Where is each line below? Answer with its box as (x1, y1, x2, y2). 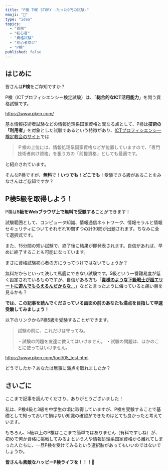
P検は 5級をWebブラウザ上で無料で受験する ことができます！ (5, 209, 130, 215)
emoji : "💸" (5, 12, 28, 17)
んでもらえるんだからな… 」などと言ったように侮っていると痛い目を (22, 283, 163, 289)
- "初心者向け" (10, 40, 38, 45)
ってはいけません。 (31, 345, 70, 351)
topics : (5, 21, 22, 27)
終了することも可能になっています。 (14, 249, 88, 255)
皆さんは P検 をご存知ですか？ (5, 84, 66, 90)
